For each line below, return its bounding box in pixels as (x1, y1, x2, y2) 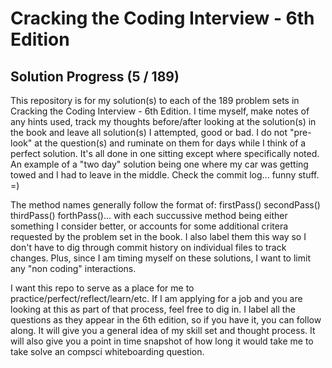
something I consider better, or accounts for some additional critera (10, 220, 289, 232)
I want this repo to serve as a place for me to (10, 282, 195, 294)
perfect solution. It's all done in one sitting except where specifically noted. (10, 148, 320, 159)
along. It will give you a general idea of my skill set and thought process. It (10, 325, 316, 336)
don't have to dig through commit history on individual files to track (10, 242, 287, 253)
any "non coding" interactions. (10, 263, 137, 274)
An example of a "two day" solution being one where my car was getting (10, 158, 309, 170)
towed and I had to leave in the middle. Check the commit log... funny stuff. (10, 169, 320, 181)
